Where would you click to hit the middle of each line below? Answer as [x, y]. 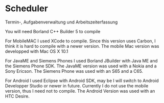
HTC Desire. [17, 96]
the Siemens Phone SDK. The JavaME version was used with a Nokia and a [81, 66]
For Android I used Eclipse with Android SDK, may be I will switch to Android [82, 81]
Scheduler [26, 9]
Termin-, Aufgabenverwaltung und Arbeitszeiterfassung [61, 22]
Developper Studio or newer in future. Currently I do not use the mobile [77, 85]
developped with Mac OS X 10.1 [37, 51]
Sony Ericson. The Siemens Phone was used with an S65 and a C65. [74, 71]
